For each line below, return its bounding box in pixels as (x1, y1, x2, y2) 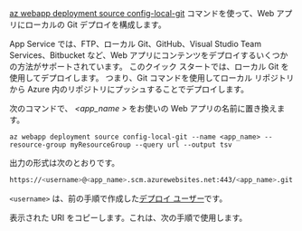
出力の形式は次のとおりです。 (9, 158, 120, 168)
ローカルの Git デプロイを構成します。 (24, 19, 166, 30)
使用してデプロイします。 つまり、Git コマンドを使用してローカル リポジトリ (9, 72, 295, 83)
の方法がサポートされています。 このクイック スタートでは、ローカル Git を (9, 62, 289, 72)
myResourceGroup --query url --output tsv (70, 140, 232, 149)
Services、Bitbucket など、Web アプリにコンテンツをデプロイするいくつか (9, 50, 288, 61)
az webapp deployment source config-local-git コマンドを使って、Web (9, 8, 275, 18)
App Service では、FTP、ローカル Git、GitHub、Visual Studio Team (9, 39, 262, 49)
